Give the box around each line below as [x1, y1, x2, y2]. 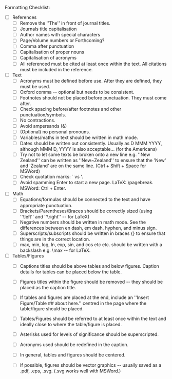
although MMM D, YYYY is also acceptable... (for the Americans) [20, 146, 157, 152]
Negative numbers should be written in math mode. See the [20, 219, 146, 225]
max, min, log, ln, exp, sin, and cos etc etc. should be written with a [20, 241, 162, 248]
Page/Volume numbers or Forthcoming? [20, 37, 105, 44]
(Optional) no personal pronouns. [20, 129, 90, 135]
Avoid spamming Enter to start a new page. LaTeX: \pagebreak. [20, 179, 154, 186]
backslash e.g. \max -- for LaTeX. [20, 247, 91, 253]
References [12, 14, 37, 20]
